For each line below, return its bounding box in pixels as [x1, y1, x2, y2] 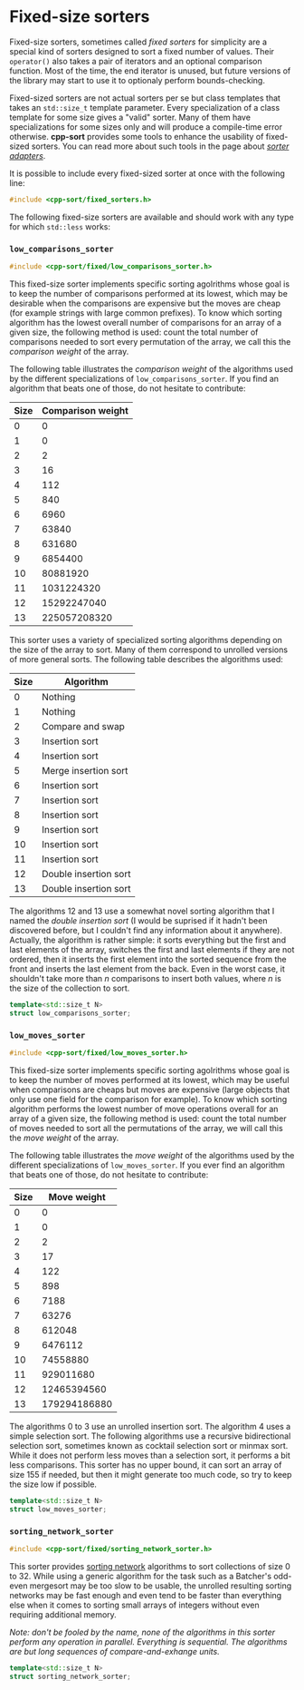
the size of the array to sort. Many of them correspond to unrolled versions [9, 644, 288, 655]
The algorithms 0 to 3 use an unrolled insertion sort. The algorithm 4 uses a [9, 1421, 291, 1431]
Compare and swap [42, 719, 125, 732]
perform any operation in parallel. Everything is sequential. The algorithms [9, 1636, 288, 1647]
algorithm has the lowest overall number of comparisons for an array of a [9, 317, 282, 327]
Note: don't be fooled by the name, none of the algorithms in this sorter [9, 1627, 276, 1637]
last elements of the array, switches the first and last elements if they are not [9, 943, 295, 954]
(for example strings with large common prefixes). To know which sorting [9, 307, 282, 318]
